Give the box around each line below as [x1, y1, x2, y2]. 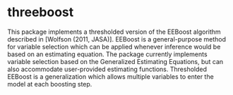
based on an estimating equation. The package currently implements [7, 50, 208, 58]
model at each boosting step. [7, 80, 92, 88]
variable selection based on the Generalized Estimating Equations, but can [7, 57, 224, 65]
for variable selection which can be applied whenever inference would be [7, 42, 221, 51]
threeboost [7, 4, 74, 20]
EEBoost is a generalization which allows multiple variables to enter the [7, 72, 214, 81]
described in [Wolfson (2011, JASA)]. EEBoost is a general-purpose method [7, 34, 227, 43]
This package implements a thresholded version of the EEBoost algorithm [7, 27, 221, 36]
